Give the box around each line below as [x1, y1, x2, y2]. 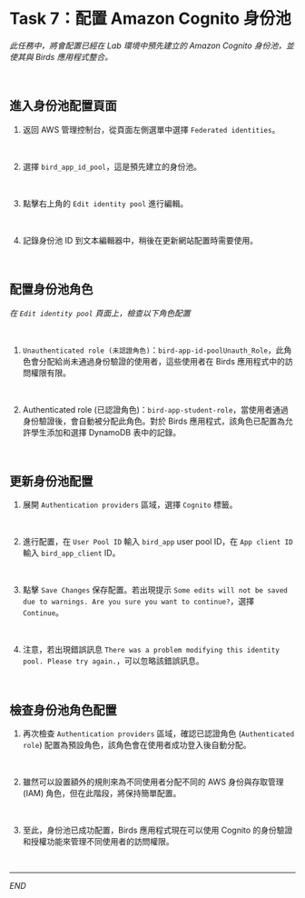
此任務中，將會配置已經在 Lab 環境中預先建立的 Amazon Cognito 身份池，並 [9, 40, 295, 51]
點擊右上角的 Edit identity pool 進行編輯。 [22, 197, 189, 209]
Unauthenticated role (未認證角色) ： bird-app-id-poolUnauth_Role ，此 [22, 344, 284, 355]
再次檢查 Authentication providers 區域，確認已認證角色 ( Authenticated [22, 728, 295, 739]
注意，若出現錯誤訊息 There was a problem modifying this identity [22, 644, 280, 655]
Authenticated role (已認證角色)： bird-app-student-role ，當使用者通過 [22, 404, 289, 414]
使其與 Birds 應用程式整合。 [9, 51, 113, 62]
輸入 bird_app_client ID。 [22, 547, 121, 559]
